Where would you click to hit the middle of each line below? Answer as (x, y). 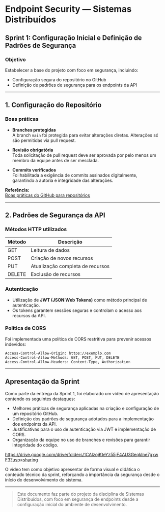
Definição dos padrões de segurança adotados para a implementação (83, 419)
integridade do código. (35, 445)
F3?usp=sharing (22, 460)
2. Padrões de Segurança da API (55, 215)
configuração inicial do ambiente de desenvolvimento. (72, 504)
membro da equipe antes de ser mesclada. (55, 160)
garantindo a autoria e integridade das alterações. (63, 180)
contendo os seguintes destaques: (40, 399)
